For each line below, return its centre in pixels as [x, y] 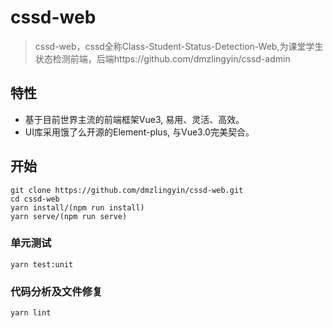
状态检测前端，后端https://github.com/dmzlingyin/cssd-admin [162, 58]
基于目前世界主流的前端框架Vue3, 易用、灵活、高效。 [134, 119]
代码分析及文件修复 [56, 291]
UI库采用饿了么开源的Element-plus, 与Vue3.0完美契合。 [139, 132]
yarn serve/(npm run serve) [69, 216]
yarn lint [31, 313]
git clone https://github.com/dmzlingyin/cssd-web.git [127, 190]
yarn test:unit [42, 264]
